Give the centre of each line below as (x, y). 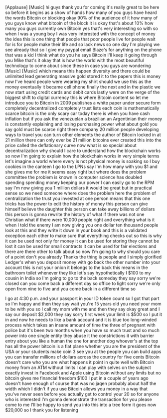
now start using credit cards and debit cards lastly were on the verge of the (83, 92)
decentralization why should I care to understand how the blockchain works (83, 150)
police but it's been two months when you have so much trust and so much (82, 330)
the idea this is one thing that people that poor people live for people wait (80, 39)
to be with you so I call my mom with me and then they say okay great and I (83, 309)
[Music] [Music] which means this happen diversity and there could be (78, 71)
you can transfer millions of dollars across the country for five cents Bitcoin (83, 357)
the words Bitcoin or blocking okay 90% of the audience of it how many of (82, 18)
